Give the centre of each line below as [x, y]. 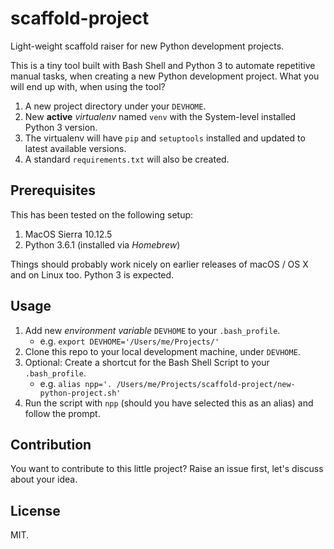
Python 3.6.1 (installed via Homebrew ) [102, 244]
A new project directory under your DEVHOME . [115, 106]
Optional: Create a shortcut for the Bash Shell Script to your [147, 362]
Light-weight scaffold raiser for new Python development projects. [147, 46]
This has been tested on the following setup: [102, 214]
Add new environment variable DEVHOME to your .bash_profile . [152, 330]
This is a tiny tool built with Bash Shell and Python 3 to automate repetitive [163, 65]
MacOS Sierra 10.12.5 [68, 234]
